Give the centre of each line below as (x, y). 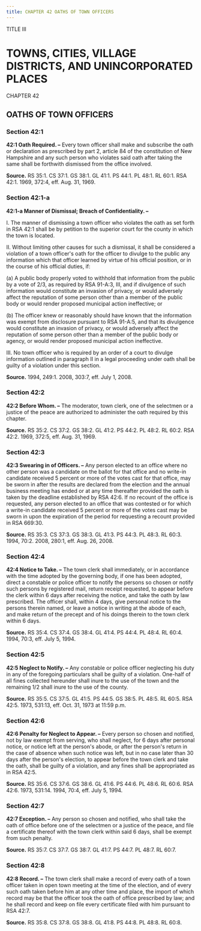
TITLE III (16, 29)
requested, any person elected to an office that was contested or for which (99, 504)
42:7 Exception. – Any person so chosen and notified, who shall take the (96, 819)
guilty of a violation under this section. (53, 365)
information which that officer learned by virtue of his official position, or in (99, 260)
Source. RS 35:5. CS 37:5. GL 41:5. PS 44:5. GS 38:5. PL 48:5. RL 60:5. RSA (100, 698)
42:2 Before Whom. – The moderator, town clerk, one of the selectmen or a (100, 406)
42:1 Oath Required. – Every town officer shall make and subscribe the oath (100, 145)
